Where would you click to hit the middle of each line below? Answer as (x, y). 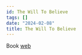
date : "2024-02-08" (31, 23)
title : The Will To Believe (41, 29)
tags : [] (17, 18)
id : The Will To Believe (37, 12)
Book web (19, 46)
